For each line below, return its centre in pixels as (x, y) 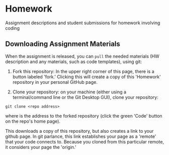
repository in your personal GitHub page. (55, 82)
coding (13, 28)
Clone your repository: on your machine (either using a (69, 92)
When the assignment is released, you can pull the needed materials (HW (82, 56)
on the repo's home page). (33, 121)
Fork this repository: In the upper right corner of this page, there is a (83, 71)
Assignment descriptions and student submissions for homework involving (83, 23)
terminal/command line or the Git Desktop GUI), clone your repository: (85, 97)
